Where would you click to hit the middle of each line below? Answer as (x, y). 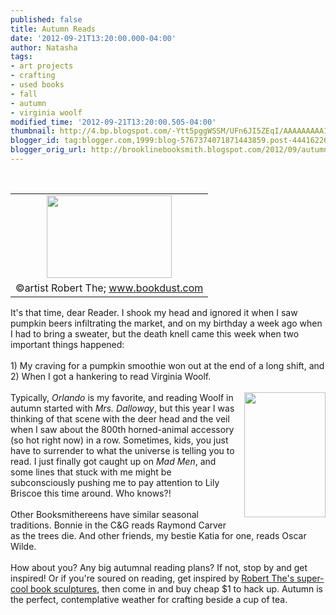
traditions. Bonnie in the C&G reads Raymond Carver (118, 525)
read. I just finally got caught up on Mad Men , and (113, 461)
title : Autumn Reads (53, 29)
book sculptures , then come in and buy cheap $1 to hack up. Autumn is (177, 588)
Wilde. (23, 546)
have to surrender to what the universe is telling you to (122, 450)
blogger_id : (35, 141)
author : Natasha (44, 47)
